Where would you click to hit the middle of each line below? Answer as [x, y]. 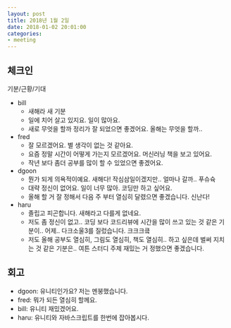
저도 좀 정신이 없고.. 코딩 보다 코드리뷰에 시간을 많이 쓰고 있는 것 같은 [123, 221]
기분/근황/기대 [27, 88]
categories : [25, 34]
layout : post [26, 14]
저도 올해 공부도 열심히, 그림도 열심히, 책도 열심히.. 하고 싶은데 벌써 [120, 239]
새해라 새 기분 [47, 111]
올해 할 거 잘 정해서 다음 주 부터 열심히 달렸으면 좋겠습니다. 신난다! [119, 196]
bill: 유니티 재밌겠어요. [48, 308]
